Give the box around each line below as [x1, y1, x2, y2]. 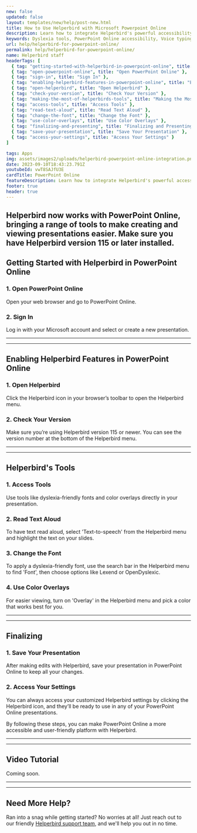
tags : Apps [6, 150, 33, 156]
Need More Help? [6, 798, 72, 808]
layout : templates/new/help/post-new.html [6, 19, 111, 25]
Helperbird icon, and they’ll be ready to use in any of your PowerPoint [6, 702, 174, 710]
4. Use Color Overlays [6, 583, 70, 591]
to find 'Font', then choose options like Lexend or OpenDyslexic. [6, 568, 161, 576]
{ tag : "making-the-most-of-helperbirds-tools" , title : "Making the [11, 96, 182, 102]
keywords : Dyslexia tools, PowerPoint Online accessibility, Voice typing [6, 36, 193, 42]
